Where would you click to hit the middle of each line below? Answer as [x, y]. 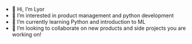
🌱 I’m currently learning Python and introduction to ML [79, 22]
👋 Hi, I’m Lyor [28, 9]
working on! [27, 34]
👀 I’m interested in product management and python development [93, 15]
